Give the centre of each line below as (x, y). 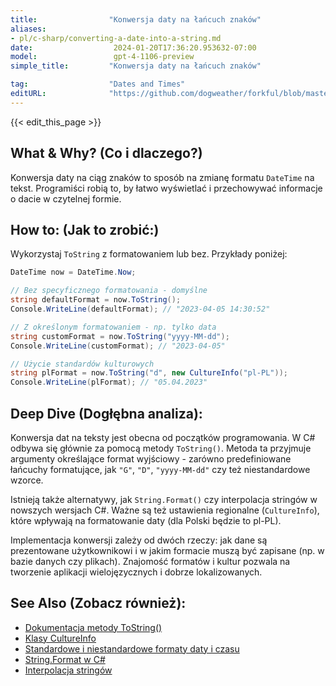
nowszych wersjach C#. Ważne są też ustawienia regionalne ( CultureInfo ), (165, 510)
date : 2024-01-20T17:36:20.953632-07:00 (133, 47)
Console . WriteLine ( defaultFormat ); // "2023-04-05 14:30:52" (140, 309)
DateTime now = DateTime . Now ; (73, 272)
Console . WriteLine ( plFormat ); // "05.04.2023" (109, 382)
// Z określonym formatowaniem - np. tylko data (113, 327)
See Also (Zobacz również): (98, 603)
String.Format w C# (65, 659)
